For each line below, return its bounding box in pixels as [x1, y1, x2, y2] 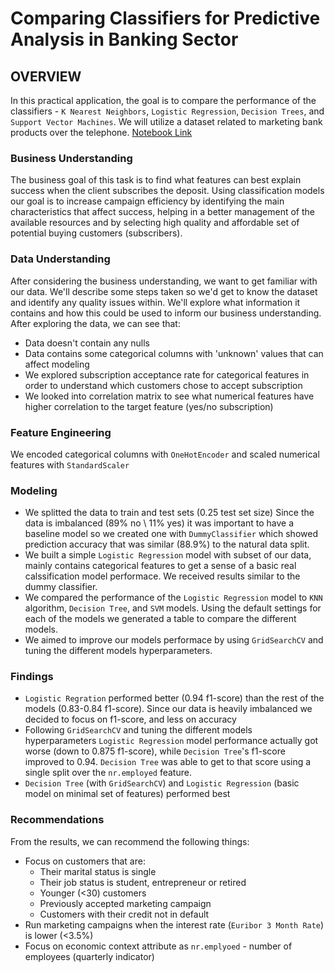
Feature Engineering [10, 425, 112, 439]
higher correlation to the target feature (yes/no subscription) [24, 400, 274, 412]
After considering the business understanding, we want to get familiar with [10, 275, 318, 287]
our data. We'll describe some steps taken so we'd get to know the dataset [10, 285, 318, 297]
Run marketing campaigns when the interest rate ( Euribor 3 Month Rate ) [24, 918, 325, 931]
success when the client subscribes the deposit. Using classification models [10, 185, 325, 197]
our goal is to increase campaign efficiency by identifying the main [10, 195, 285, 207]
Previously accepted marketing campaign [39, 897, 212, 909]
